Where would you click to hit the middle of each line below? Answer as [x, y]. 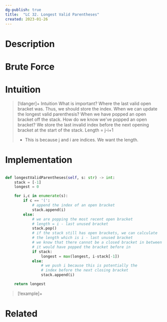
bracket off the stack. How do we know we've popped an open [82, 119]
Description [30, 44]
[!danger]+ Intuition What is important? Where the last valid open [84, 103]
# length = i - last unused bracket [70, 224]
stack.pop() [44, 228]
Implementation [39, 160]
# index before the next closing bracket [84, 270]
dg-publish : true [23, 10]
